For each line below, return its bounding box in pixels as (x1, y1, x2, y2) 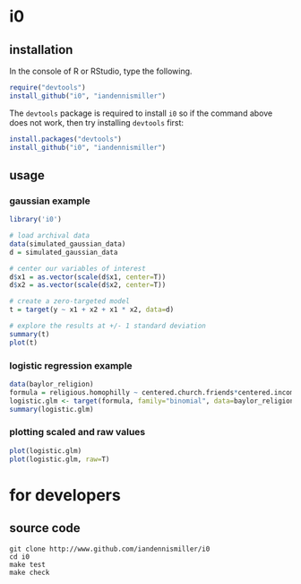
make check (9, 568, 50, 577)
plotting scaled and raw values (9, 426, 146, 439)
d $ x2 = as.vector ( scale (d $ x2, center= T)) (9, 281, 167, 290)
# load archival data (9, 231, 90, 240)
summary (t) (9, 329, 50, 338)
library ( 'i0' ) (9, 215, 63, 224)
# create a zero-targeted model (9, 297, 130, 306)
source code (9, 520, 81, 536)
